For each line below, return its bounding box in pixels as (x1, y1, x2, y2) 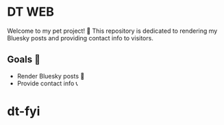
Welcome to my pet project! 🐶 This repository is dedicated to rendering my (7, 27, 218, 35)
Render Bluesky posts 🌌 (16, 72, 85, 80)
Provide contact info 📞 (16, 79, 79, 87)
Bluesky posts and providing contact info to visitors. (7, 33, 154, 42)
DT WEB (7, 4, 55, 20)
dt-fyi (7, 103, 40, 119)
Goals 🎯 (7, 54, 41, 66)
